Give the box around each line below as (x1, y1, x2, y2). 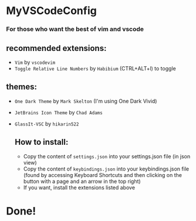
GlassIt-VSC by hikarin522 (14, 120, 79, 127)
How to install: (14, 137, 69, 147)
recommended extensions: (6, 43, 107, 53)
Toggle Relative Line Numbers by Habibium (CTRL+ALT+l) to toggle (14, 64, 176, 72)
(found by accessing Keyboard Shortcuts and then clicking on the (23, 171, 182, 178)
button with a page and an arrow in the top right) (23, 178, 141, 185)
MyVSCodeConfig (6, 4, 97, 18)
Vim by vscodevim (14, 59, 56, 66)
